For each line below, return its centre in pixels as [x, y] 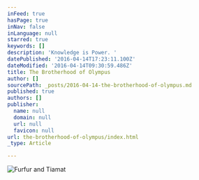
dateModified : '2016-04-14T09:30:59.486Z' [70, 66]
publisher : [23, 105]
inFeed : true [26, 14]
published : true [31, 91]
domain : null [32, 117]
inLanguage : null [32, 33]
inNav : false [26, 27]
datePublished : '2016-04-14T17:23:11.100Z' [72, 59]
